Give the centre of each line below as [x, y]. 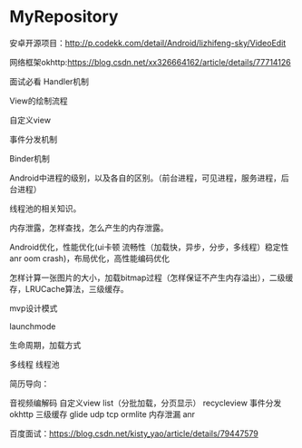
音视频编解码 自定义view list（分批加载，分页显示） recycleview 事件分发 [146, 403]
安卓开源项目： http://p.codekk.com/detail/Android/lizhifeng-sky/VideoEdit [148, 43]
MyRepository [64, 17]
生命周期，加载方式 [45, 345]
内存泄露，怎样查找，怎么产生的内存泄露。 [89, 228]
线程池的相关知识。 [45, 208]
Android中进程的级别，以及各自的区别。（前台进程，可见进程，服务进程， [145, 178]
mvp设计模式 [34, 308]
